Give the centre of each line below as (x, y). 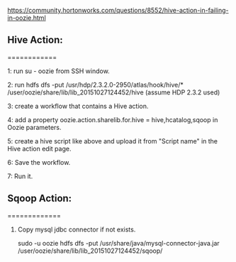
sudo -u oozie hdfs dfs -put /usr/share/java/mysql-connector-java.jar (118, 243)
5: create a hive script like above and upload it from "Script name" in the (113, 141)
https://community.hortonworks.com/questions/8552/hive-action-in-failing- (118, 10)
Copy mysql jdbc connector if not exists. (77, 229)
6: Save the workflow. (39, 162)
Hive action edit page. (39, 148)
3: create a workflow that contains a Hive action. (78, 106)
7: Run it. (20, 176)
